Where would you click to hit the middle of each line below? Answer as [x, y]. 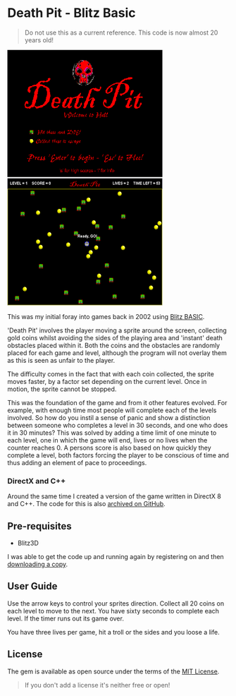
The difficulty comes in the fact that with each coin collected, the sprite [111, 374]
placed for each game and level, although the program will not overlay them [117, 353]
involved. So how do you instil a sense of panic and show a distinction [109, 417]
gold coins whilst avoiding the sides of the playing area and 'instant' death [115, 337]
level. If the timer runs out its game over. [66, 618]
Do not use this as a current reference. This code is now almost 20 [121, 32]
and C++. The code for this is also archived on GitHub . [86, 504]
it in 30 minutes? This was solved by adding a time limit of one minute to [112, 433]
